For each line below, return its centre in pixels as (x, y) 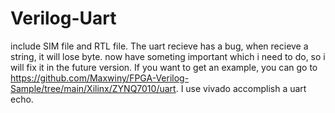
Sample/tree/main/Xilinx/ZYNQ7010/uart (93, 88)
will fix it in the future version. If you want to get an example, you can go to (164, 67)
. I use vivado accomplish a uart (241, 88)
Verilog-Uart (63, 18)
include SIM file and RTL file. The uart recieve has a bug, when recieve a (159, 46)
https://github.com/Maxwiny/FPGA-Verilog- (100, 78)
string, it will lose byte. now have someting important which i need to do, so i (168, 56)
